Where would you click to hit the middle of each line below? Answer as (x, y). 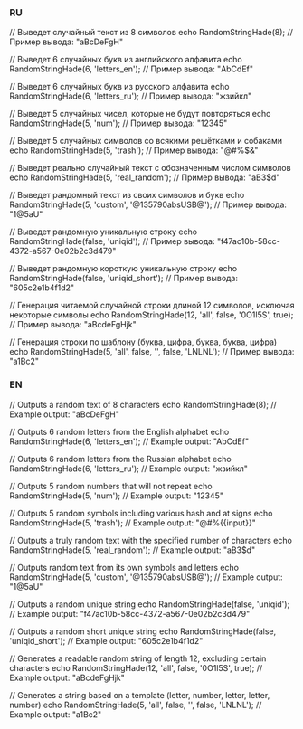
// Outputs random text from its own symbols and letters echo (124, 567)
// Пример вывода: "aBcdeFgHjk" (73, 325)
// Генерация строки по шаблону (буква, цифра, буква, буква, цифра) (143, 342)
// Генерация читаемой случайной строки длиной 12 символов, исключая (152, 306)
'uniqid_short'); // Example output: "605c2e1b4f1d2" (106, 640)
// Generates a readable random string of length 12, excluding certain (138, 658)
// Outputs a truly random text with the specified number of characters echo (151, 540)
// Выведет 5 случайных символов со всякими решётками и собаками (146, 141)
